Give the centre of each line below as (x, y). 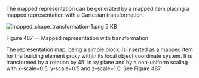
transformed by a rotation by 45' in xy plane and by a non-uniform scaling (97, 62)
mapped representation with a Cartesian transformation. (75, 15)
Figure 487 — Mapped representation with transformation (77, 38)
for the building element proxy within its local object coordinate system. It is (99, 56)
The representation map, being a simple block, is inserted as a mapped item (99, 49)
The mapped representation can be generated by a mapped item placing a (98, 9)
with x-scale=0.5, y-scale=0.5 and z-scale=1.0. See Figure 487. (84, 68)
